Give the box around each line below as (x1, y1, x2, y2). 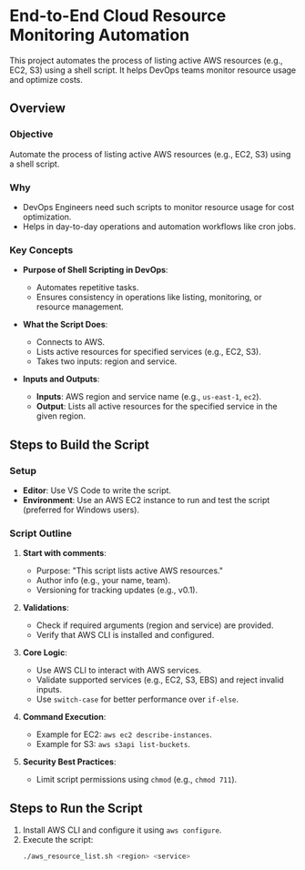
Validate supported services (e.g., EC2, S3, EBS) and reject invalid (36, 674, 284, 685)
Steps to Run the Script (9, 800, 143, 815)
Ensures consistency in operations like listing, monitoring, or (36, 292, 262, 303)
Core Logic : (22, 647, 68, 658)
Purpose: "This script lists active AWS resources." (36, 565, 223, 576)
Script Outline (9, 527, 73, 540)
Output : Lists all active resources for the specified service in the (36, 401, 278, 412)
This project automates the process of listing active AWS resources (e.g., (9, 55, 284, 66)
